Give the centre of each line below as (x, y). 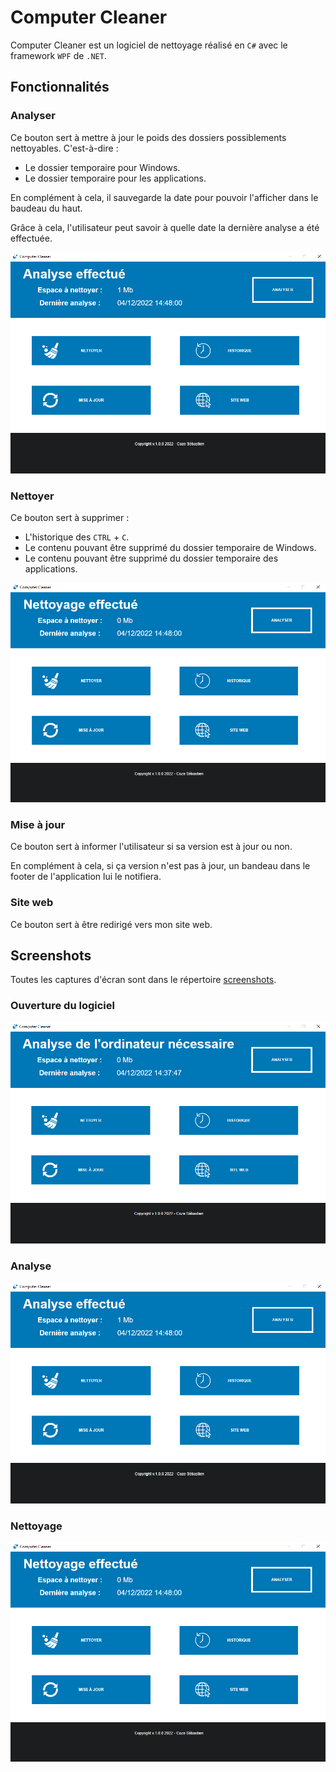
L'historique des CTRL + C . (77, 537)
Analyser (33, 116)
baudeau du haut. (46, 208)
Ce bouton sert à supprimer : (70, 518)
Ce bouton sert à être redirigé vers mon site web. (111, 924)
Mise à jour (38, 824)
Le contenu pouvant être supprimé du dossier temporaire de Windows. (170, 548)
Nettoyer (32, 496)
